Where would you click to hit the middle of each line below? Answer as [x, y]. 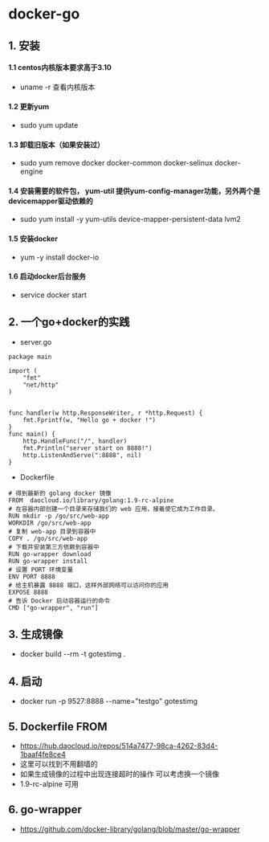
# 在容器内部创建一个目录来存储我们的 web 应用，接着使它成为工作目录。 [114, 509]
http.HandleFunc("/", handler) [75, 441]
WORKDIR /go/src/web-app [50, 523]
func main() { [32, 434]
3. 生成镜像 [36, 634]
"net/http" [41, 385]
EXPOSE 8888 [28, 592]
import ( [23, 370]
